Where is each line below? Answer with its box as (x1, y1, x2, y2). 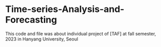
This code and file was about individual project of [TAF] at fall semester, (5, 30, 156, 36)
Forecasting (5, 14, 57, 25)
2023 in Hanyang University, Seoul (5, 36, 78, 42)
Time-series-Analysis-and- (5, 3, 125, 15)
